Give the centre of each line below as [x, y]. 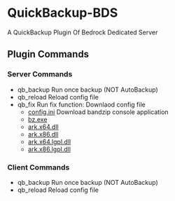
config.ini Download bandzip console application [98, 112]
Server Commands [40, 74]
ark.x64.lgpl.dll [49, 141]
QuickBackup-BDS [63, 13]
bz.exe [37, 119]
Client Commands [38, 167]
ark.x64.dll [43, 127]
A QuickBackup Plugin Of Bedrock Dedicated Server [83, 32]
